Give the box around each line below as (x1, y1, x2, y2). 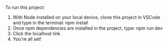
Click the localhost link (12, 31, 60, 36)
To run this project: (5, 5, 45, 10)
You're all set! (12, 36, 42, 42)
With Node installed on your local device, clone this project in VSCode (12, 14, 160, 20)
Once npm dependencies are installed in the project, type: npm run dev (12, 25, 163, 31)
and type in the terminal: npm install (12, 20, 88, 26)
